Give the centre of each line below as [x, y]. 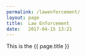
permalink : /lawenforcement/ [43, 12]
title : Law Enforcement [38, 23]
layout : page [23, 18]
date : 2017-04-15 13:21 [39, 29]
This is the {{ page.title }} [38, 46]
